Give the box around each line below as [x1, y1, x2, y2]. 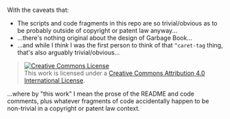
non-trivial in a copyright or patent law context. [7, 105, 141, 112]
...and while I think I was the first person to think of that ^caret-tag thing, [16, 41, 223, 49]
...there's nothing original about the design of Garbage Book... [16, 34, 192, 42]
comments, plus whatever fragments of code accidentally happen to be [7, 97, 209, 105]
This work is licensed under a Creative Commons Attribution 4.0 [23, 69, 205, 77]
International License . [23, 76, 86, 85]
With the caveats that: [7, 6, 69, 14]
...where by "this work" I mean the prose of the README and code [7, 89, 194, 98]
